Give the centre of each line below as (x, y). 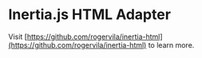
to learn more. (171, 44)
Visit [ (18, 37)
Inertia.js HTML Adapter (90, 15)
